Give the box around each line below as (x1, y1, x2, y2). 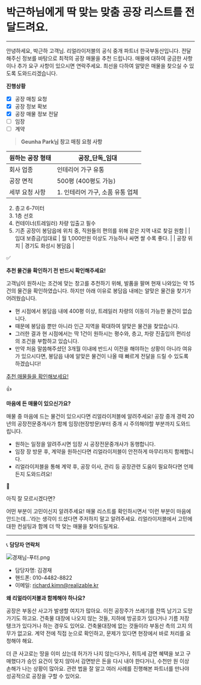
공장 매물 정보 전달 (14, 111, 59, 118)
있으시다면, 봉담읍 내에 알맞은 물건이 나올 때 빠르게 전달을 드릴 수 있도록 (21, 353, 189, 360)
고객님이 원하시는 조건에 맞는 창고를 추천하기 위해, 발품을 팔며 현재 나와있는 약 (6, 280, 188, 287)
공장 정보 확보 (14, 103, 47, 110)
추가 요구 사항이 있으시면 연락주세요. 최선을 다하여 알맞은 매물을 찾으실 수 (17, 62, 188, 69)
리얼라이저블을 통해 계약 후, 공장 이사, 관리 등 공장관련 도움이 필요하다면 (14, 463, 182, 470)
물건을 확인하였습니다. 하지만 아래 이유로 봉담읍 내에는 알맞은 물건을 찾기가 (17, 287, 191, 294)
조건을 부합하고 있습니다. (21, 338, 80, 345)
